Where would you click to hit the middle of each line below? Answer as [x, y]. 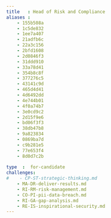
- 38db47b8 [30, 128]
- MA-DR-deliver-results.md [52, 184]
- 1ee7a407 [30, 34]
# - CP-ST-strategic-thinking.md [52, 179]
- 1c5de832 [30, 28]
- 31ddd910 [30, 62]
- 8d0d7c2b [30, 156]
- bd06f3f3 [30, 123]
